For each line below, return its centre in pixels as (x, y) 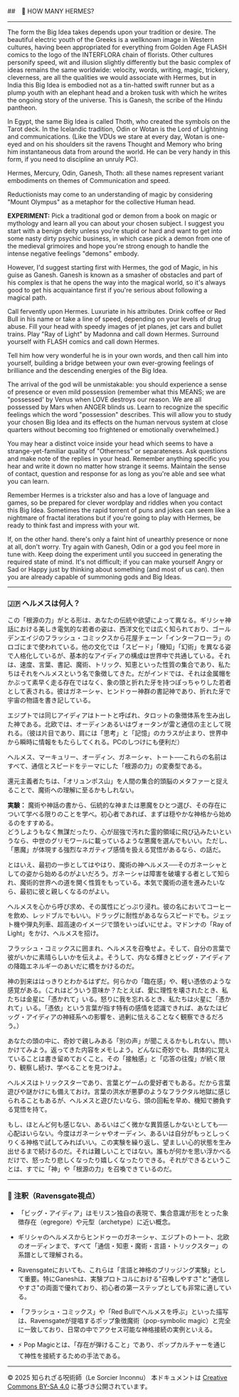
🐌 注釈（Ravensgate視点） (53, 1196)
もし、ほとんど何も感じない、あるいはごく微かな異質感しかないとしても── (117, 1124)
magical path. (27, 297)
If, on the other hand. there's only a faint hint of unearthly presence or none (118, 539)
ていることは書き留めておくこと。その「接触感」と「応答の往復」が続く (113, 1059)
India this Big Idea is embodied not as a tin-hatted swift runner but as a (111, 85)
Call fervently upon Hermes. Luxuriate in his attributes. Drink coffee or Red (117, 311)
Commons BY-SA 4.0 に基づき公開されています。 (79, 1386)
